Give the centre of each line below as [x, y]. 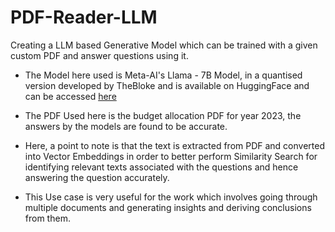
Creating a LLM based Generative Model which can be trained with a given [164, 45]
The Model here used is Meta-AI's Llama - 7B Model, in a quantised [163, 75]
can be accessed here [70, 96]
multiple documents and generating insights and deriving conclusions [168, 207]
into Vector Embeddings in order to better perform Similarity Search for [171, 156]
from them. [47, 218]
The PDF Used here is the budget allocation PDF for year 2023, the [163, 115]
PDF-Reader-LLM [84, 17]
